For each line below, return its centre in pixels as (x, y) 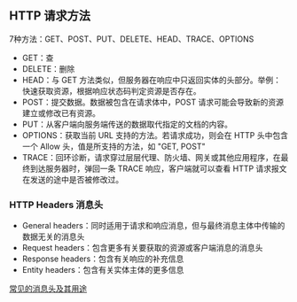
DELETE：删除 (48, 68)
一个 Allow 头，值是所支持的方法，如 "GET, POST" (113, 146)
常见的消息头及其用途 (48, 289)
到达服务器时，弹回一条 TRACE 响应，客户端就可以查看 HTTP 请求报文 (158, 168)
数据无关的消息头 (53, 236)
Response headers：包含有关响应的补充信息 (103, 259)
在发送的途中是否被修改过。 (73, 179)
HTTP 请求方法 (50, 16)
